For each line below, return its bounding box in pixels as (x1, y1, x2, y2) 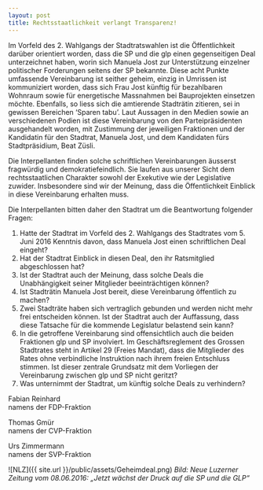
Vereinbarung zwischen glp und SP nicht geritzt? (19, 370, 178, 380)
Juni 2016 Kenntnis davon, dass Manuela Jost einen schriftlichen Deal (19, 237, 246, 246)
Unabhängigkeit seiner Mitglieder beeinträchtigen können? (19, 278, 210, 288)
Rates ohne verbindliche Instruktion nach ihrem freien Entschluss (19, 353, 230, 363)
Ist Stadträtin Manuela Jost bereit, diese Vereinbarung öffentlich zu (19, 286, 237, 296)
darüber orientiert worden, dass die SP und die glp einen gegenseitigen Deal (8, 49, 256, 58)
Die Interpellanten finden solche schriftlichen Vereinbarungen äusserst (8, 156, 237, 165)
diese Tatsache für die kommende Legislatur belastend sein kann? (19, 320, 234, 330)
